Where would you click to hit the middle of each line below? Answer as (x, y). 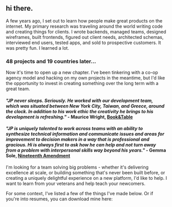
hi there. (19, 8)
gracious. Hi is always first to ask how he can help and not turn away (81, 145)
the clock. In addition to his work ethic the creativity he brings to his (80, 111)
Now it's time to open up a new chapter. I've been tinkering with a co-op (82, 73)
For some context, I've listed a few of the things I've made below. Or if (80, 193)
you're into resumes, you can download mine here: (59, 199)
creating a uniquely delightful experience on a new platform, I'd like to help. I (87, 178)
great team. (18, 89)
